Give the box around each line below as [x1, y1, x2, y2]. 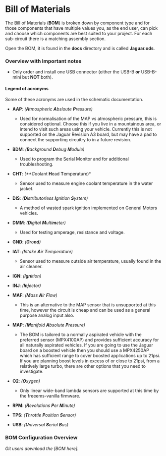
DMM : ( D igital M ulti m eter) [12, 220, 66, 226]
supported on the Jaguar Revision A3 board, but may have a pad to [19, 131, 157, 137]
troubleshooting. [19, 161, 54, 167]
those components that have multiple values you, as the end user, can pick [5, 25, 158, 31]
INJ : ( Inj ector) [12, 283, 41, 288]
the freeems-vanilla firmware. [19, 393, 81, 399]
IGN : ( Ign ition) [12, 273, 42, 279]
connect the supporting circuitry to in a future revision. [19, 137, 131, 143]
